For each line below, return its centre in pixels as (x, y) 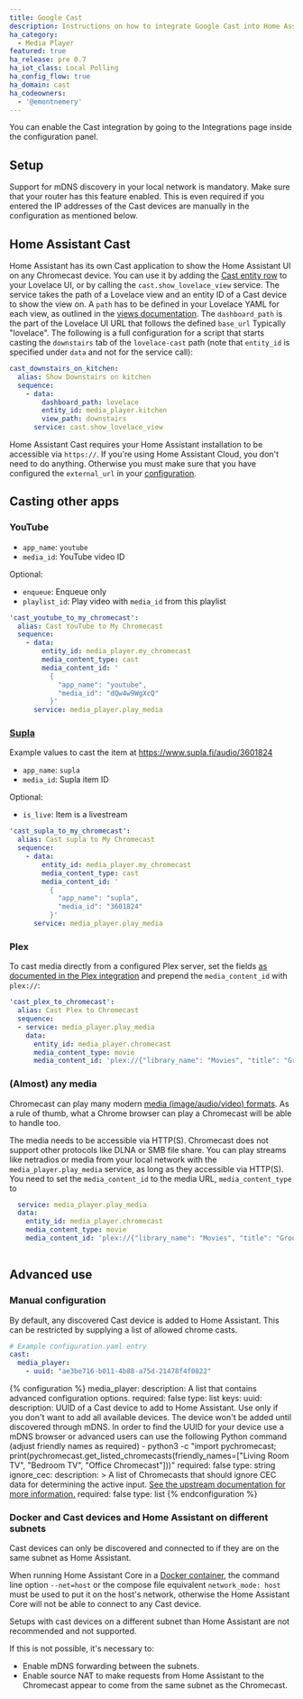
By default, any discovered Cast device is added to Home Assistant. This (144, 1320)
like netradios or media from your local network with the (113, 1159)
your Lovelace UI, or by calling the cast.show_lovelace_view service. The (144, 285)
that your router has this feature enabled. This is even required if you (137, 197)
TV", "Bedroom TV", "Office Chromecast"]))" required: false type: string (142, 1465)
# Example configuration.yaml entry (78, 1346)
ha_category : (34, 34)
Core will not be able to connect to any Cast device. (105, 1604)
